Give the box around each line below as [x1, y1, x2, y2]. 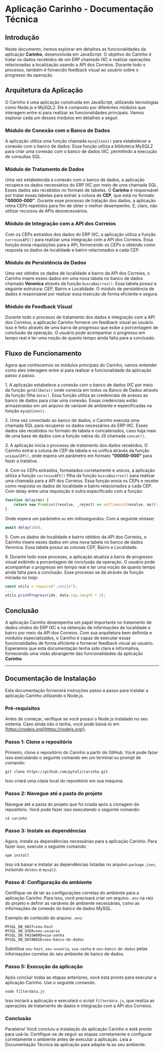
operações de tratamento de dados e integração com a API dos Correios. [5, 1003, 152, 1009]
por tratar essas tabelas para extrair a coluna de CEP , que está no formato [5, 192, 155, 198]
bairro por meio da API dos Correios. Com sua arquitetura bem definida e [5, 630, 152, 636]
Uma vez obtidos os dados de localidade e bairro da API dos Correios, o [5, 270, 150, 276]
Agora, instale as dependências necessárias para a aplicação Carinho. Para [5, 839, 157, 844]
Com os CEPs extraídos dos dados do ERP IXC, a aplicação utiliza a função [5, 231, 156, 237]
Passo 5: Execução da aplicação [5, 963, 83, 970]
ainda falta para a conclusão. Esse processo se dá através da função [5, 569, 144, 575]
